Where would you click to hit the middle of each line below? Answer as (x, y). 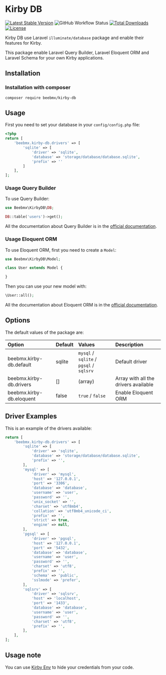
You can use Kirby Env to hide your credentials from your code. (70, 667)
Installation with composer (38, 88)
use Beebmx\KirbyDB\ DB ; (30, 208)
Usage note (23, 655)
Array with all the (135, 378)
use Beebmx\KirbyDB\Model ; (33, 259)
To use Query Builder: (27, 199)
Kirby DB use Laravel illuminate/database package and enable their (75, 38)
